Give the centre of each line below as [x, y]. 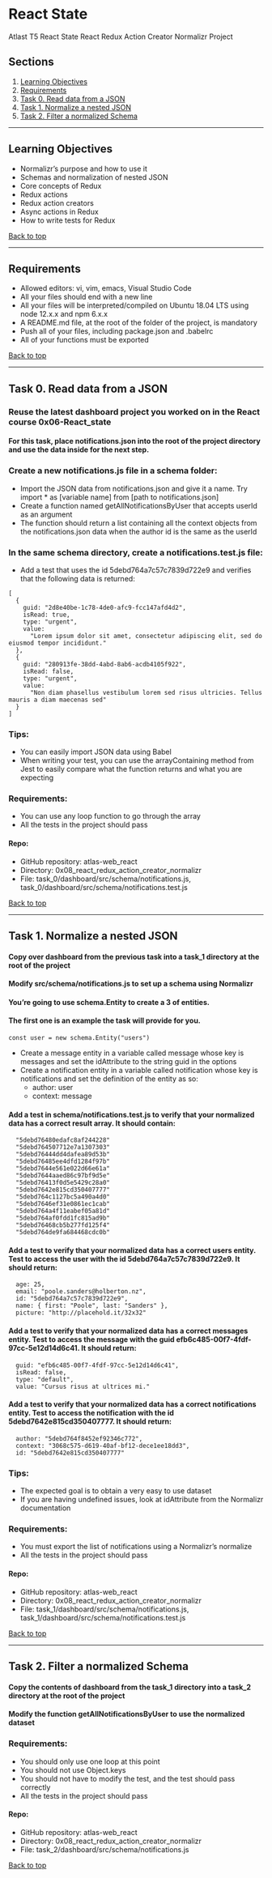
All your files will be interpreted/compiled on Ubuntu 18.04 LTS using [134, 305]
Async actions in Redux [59, 211]
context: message [62, 1096]
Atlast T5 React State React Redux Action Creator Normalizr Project [121, 36]
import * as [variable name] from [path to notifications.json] [119, 497]
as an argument [46, 514]
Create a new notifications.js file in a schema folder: [113, 471]
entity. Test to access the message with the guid [92, 1339]
